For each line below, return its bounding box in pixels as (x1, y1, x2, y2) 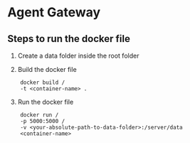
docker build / (20, 79, 65, 86)
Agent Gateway (7, 4, 101, 21)
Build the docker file (17, 65, 77, 73)
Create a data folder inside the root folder (17, 51, 139, 60)
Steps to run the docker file (7, 33, 130, 45)
